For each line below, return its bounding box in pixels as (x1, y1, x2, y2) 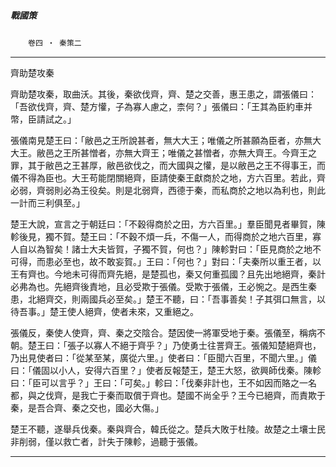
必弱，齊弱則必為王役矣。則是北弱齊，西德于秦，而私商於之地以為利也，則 (10, 184, 317, 196)
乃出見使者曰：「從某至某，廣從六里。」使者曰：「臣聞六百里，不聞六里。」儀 (10, 351, 317, 364)
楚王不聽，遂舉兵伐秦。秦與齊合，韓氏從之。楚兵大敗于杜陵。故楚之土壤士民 (10, 423, 326, 435)
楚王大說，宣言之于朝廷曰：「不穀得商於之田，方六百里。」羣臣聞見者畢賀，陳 (10, 218, 326, 230)
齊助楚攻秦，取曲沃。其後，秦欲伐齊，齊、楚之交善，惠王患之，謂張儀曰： (10, 88, 317, 100)
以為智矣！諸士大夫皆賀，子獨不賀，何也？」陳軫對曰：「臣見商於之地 (27, 243, 313, 255)
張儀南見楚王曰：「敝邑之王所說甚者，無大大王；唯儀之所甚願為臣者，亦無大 (10, 134, 322, 146)
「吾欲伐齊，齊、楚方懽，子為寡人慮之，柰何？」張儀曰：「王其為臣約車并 (10, 100, 313, 112)
